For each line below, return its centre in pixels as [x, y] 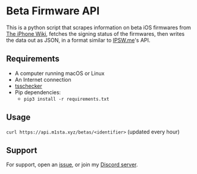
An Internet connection [43, 79]
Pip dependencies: [38, 92]
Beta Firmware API [53, 11]
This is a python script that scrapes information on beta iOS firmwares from [99, 27]
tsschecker [29, 86]
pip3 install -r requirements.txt [66, 99]
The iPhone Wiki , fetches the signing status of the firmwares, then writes [96, 33]
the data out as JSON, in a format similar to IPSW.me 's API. [78, 40]
